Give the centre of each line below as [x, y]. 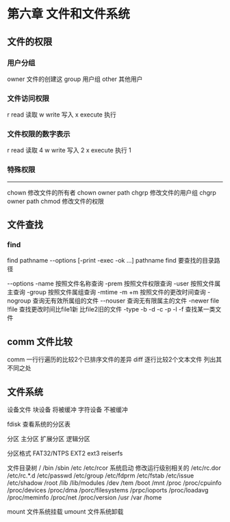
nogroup [19, 301]
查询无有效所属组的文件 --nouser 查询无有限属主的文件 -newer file [126, 301]
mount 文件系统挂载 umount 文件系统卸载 [65, 512]
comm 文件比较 [40, 341]
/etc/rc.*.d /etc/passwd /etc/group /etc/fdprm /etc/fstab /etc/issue [101, 476]
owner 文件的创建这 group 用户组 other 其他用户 [75, 79]
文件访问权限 [28, 98]
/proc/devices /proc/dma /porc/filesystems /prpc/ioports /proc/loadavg [108, 490]
